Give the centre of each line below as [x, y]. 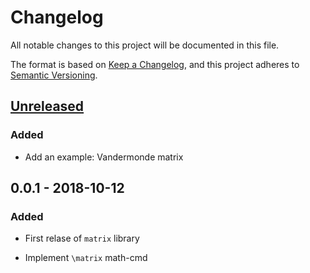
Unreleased [47, 106]
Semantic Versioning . [54, 75]
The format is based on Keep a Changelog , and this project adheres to [155, 64]
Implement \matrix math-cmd [86, 258]
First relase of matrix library [82, 238]
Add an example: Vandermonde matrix [104, 157]
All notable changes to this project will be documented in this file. [145, 45]
